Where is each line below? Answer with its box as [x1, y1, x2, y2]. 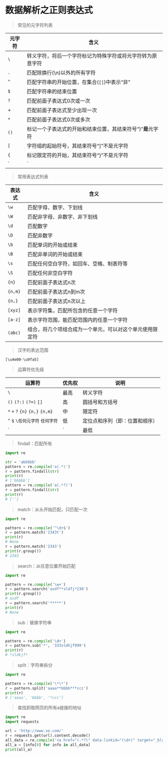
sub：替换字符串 [17, 619, 52, 625]
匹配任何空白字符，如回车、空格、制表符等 [27, 260, 128, 267]
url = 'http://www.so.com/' [5, 728, 64, 733]
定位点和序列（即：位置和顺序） [82, 417, 158, 424]
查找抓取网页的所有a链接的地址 [17, 704, 81, 710]
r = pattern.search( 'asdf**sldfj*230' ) [5, 586, 88, 591]
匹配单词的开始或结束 [27, 241, 78, 248]
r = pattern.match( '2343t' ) [5, 530, 64, 535]
